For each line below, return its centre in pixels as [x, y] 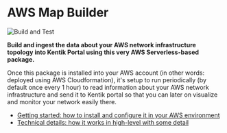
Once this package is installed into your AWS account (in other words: [106, 73]
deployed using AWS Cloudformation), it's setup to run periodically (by [107, 80]
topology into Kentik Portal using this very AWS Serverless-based [103, 52]
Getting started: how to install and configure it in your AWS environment [119, 115]
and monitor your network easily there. [62, 101]
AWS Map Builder [58, 13]
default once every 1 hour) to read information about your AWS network [108, 87]
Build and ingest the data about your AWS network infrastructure [102, 45]
